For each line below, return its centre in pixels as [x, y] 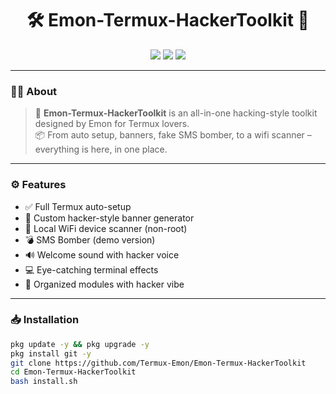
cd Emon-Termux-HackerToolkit [73, 372]
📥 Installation [45, 320]
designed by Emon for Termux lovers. [112, 124]
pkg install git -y [51, 353]
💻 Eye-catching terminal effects [91, 269]
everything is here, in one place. [101, 149]
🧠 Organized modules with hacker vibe [104, 284]
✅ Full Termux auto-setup [78, 206]
